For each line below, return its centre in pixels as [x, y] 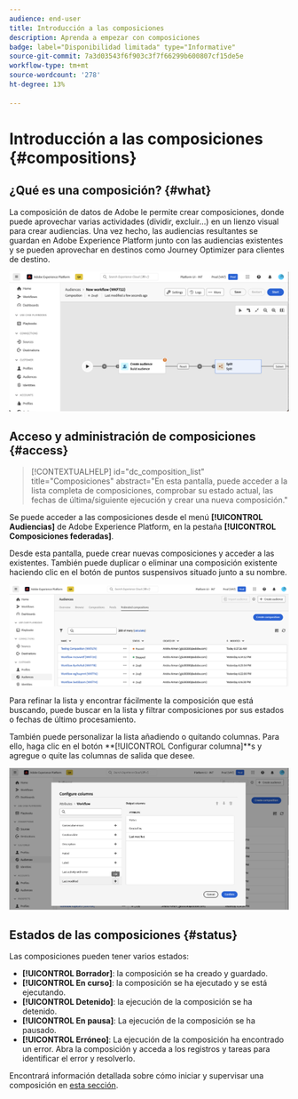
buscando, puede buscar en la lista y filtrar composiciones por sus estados [147, 710]
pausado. [39, 1031]
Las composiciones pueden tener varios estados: [99, 957]
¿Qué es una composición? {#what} [110, 191]
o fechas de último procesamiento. [73, 719]
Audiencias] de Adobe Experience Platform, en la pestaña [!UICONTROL [143, 526]
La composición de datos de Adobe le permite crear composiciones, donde [147, 212]
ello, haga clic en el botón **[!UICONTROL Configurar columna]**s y [136, 746]
